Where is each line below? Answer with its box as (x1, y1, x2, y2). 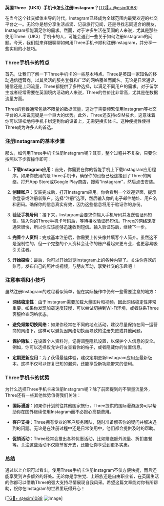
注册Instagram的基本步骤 (5, 138, 65, 145)
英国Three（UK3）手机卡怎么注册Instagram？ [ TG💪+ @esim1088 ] (5, 5, 138, 10)
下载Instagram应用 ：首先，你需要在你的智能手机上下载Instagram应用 (12, 166, 152, 172)
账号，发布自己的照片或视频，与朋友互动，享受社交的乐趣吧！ (12, 263, 137, 269)
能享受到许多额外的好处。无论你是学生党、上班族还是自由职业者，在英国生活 (5, 473, 159, 479)
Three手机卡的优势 (5, 374, 50, 381)
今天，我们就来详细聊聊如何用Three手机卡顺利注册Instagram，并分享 (13, 40, 153, 46)
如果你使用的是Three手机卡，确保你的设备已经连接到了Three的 (20, 172, 147, 178)
